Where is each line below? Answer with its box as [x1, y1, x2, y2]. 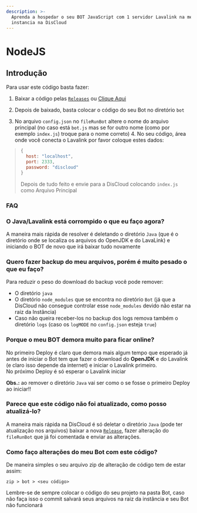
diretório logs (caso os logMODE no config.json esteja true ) [14, 321, 157, 328]
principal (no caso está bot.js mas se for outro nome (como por [14, 124, 170, 131]
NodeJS [6, 45, 46, 58]
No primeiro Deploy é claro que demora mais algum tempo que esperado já [6, 349, 188, 356]
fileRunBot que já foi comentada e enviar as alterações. [6, 433, 141, 440]
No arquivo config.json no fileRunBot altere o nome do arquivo [14, 118, 169, 125]
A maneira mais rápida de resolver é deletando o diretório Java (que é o [6, 230, 179, 237]
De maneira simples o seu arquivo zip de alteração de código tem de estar [6, 461, 186, 468]
